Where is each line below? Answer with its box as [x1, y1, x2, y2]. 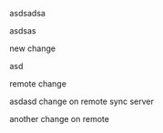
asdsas [9, 26, 36, 36]
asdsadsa [9, 8, 46, 18]
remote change [9, 78, 66, 89]
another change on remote [9, 114, 109, 124]
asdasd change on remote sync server [9, 96, 155, 107]
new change [9, 43, 56, 54]
